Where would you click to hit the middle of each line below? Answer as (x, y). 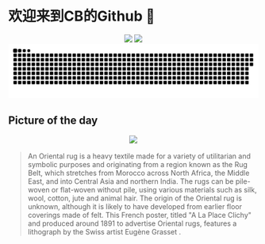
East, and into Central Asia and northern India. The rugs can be (131, 181)
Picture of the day (53, 121)
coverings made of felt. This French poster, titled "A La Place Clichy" (140, 215)
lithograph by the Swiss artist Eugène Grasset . (104, 231)
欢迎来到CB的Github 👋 (82, 16)
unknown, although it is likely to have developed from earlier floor (135, 206)
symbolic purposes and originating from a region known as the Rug (138, 164)
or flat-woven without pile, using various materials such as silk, (154, 189)
